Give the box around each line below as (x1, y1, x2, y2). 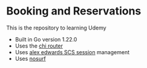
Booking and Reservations (6, 4, 142, 18)
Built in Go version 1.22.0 (15, 36, 77, 43)
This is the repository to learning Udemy (6, 24, 107, 31)
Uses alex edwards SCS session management (15, 48, 130, 55)
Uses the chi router (15, 42, 64, 49)
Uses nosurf (15, 55, 47, 62)
